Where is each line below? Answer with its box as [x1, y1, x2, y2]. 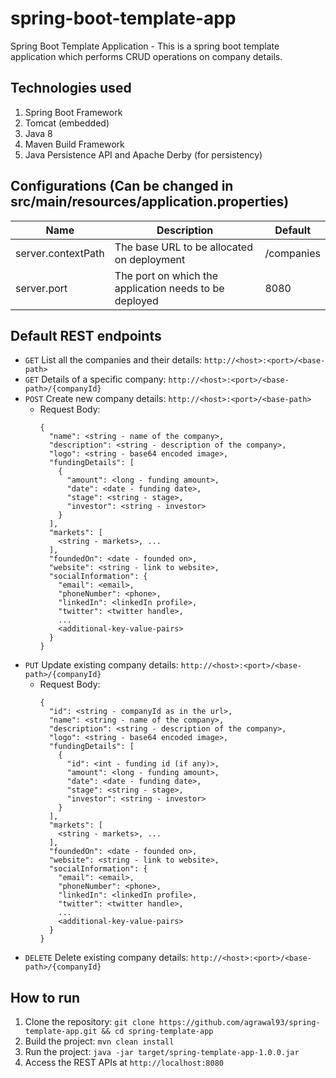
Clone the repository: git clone [24, 1016, 155, 1028]
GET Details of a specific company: [24, 373, 167, 386]
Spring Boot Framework [24, 106, 123, 118]
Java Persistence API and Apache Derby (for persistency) [24, 148, 263, 161]
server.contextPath [15, 246, 105, 260]
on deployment [114, 252, 186, 266]
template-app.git [24, 1027, 98, 1037]
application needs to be [114, 281, 225, 295]
